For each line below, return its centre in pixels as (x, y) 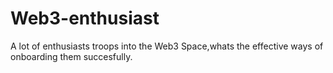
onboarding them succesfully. (71, 56)
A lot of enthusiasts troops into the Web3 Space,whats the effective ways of (167, 46)
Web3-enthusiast (85, 18)
